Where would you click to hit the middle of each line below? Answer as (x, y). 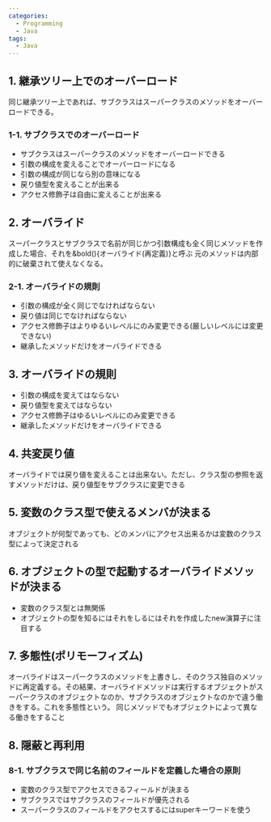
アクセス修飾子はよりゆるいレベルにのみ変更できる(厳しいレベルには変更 (142, 326)
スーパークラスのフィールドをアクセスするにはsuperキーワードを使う (136, 810)
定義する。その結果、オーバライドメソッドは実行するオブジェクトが (143, 687)
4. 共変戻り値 (41, 453)
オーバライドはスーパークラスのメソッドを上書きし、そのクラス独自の (125, 677)
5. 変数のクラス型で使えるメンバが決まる (110, 513)
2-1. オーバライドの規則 (54, 286)
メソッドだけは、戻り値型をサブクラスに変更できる (100, 484)
